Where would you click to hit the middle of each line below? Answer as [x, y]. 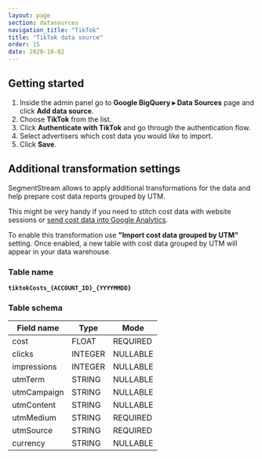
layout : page [29, 15]
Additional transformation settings [94, 169]
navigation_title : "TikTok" [54, 30]
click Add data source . [56, 111]
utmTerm [29, 380]
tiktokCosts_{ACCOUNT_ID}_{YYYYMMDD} [70, 288]
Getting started [46, 84]
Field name [38, 328]
